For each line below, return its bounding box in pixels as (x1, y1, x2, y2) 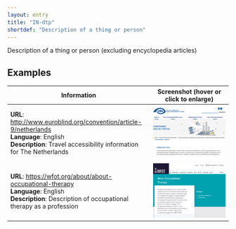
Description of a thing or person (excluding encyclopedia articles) (7, 46, 197, 55)
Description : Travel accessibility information (10, 140, 139, 149)
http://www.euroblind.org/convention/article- (10, 118, 143, 126)
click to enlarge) (164, 95, 214, 103)
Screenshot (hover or (157, 87, 221, 96)
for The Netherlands (10, 148, 69, 156)
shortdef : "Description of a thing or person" (7, 26, 146, 33)
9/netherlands (10, 125, 51, 133)
